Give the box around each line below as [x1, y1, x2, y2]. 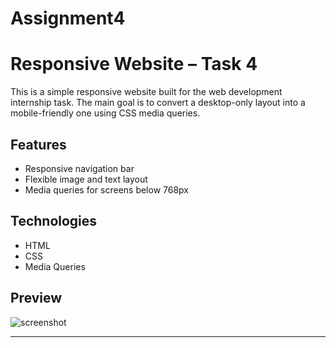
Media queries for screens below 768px [24, 183, 189, 196]
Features [10, 136, 67, 153]
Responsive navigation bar [24, 162, 135, 174]
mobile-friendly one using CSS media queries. [10, 107, 201, 119]
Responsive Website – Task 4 [10, 53, 258, 76]
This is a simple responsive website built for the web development [10, 86, 283, 98]
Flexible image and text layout [24, 173, 148, 185]
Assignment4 [10, 7, 126, 30]
